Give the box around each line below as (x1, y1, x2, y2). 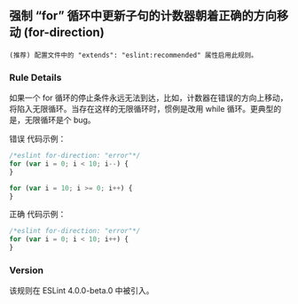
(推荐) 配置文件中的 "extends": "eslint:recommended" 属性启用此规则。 (9, 51, 258, 59)
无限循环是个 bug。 (24, 114, 96, 126)
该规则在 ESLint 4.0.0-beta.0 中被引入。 (9, 285, 154, 296)
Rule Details (9, 71, 62, 83)
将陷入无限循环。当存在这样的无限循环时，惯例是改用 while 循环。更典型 (9, 104, 274, 114)
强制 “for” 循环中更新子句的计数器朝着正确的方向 (9, 8, 278, 24)
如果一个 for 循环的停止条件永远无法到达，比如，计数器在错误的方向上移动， (9, 92, 288, 104)
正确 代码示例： (9, 209, 67, 220)
